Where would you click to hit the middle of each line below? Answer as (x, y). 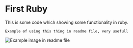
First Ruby (26, 9)
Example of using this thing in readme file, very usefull (67, 31)
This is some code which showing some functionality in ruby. (67, 22)
